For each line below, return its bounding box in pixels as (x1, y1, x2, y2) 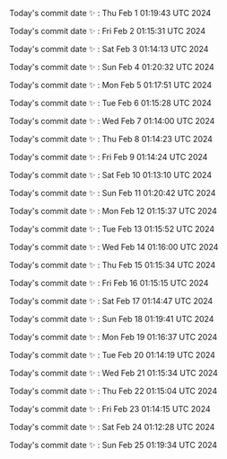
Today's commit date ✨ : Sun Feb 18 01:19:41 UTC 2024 (9, 314, 214, 324)
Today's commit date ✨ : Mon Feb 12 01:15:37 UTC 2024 (9, 206, 218, 216)
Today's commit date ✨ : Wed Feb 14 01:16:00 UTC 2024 (9, 242, 219, 252)
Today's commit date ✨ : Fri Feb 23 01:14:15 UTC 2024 (9, 404, 211, 414)
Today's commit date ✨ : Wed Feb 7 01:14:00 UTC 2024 (9, 116, 215, 126)
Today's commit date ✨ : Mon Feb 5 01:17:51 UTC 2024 (9, 80, 213, 90)
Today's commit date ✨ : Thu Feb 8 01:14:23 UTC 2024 (9, 134, 214, 144)
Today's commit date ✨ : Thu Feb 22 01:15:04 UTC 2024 (9, 386, 218, 396)
